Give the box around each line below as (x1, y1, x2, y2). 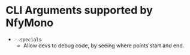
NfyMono (5, 16, 54, 30)
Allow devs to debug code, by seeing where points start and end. (23, 42, 185, 49)
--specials (14, 37, 42, 43)
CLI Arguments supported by (5, 4, 153, 17)
